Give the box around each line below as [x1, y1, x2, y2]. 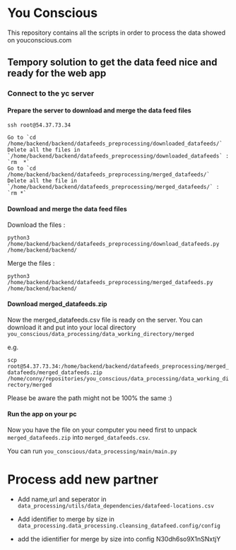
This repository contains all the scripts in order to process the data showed [7, 28, 226, 37]
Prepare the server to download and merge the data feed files [7, 106, 192, 115]
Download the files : [7, 221, 66, 229]
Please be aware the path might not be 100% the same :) [7, 394, 172, 402]
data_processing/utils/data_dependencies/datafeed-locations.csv [17, 503, 214, 510]
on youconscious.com [7, 35, 72, 44]
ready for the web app [7, 67, 107, 79]
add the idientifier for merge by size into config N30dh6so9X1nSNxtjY [17, 535, 221, 543]
